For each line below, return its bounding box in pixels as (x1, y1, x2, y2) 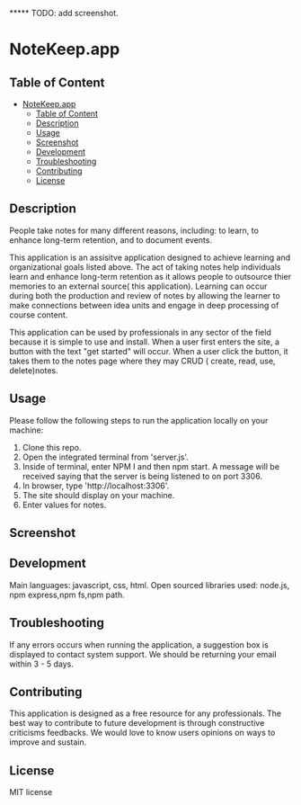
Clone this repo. (22, 442, 82, 452)
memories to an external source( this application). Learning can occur (9, 281, 268, 291)
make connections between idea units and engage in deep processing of (9, 300, 279, 310)
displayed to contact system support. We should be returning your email (9, 648, 277, 659)
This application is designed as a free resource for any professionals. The (9, 708, 281, 719)
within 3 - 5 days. (9, 658, 75, 669)
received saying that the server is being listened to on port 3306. (22, 470, 263, 481)
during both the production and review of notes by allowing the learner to (9, 290, 280, 300)
